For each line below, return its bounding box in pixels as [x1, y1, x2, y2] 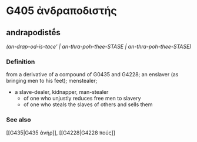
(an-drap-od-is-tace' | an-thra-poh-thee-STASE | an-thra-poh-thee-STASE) [6, 43, 192, 50]
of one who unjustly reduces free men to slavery [23, 95, 141, 102]
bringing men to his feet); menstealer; [6, 77, 98, 84]
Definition [6, 58, 35, 66]
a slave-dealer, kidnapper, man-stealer [14, 89, 109, 96]
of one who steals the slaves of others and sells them [23, 101, 153, 108]
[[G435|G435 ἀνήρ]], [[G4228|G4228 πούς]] [6, 129, 116, 136]
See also [6, 116, 31, 124]
